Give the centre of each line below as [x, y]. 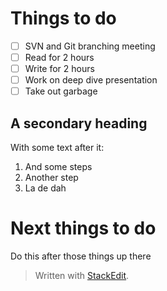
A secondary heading [79, 123]
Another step [51, 178]
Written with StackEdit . [82, 275]
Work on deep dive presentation [91, 80]
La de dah [45, 188]
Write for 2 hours [59, 69]
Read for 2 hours [59, 57]
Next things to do [83, 228]
